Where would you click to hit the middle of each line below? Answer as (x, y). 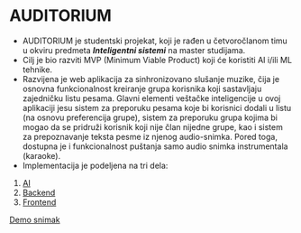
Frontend (39, 202)
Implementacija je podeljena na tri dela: (95, 165)
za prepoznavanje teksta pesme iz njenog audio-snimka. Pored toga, (150, 136)
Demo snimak (35, 219)
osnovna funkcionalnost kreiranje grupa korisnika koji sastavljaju (142, 89)
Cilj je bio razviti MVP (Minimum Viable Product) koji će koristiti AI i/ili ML (157, 60)
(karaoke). (41, 155)
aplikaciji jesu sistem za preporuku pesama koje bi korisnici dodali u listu (157, 107)
